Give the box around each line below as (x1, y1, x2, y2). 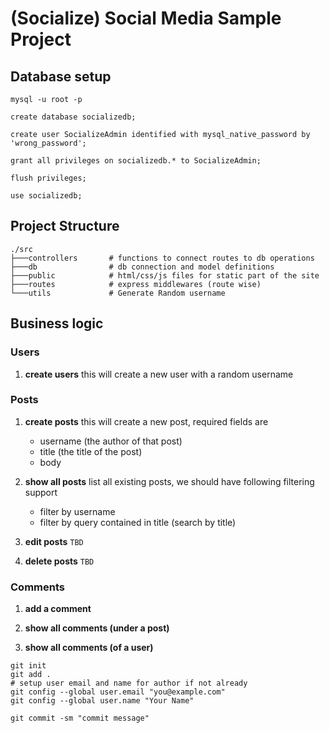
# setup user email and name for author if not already (10, 678, 248, 689)
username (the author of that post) (39, 435, 183, 447)
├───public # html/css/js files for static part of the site (10, 270, 320, 281)
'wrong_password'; (10, 138, 87, 148)
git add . (10, 670, 52, 680)
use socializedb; (10, 191, 83, 201)
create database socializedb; (10, 112, 137, 122)
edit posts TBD (24, 535, 84, 547)
